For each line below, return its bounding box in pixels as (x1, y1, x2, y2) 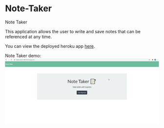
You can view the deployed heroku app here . (5, 43, 95, 49)
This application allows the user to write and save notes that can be (5, 28, 141, 34)
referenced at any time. (5, 34, 52, 40)
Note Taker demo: (5, 52, 41, 59)
